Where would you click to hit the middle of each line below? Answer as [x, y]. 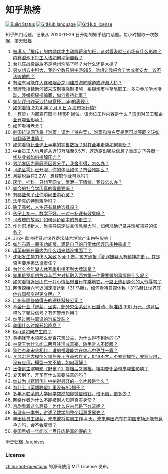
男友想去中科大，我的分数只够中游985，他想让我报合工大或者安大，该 [84, 70]
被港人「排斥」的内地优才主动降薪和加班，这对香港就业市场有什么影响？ [87, 51]
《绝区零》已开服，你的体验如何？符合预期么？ [61, 169]
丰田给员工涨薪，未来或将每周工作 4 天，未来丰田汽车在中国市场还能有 [85, 418]
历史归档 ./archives [25, 442]
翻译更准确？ [30, 138]
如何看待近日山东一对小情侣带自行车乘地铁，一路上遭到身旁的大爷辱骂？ [87, 281]
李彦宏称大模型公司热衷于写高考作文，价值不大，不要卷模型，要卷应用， [87, 356]
